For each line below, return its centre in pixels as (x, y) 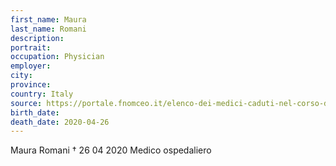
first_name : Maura (48, 19)
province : (31, 85)
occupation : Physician (57, 57)
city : (21, 76)
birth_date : (35, 112)
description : (37, 38)
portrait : (31, 47)
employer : (31, 66)
